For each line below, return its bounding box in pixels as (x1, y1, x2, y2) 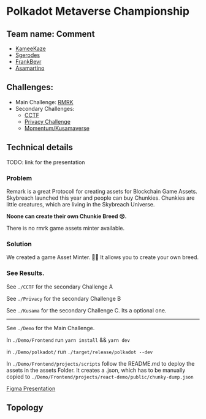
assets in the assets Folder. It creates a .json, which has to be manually (6, 366, 186, 374)
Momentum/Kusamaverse (24, 124, 90, 132)
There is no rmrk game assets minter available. (6, 224, 125, 232)
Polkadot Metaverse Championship (6, 4, 190, 18)
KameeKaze (15, 45, 46, 52)
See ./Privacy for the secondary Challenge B (6, 295, 121, 302)
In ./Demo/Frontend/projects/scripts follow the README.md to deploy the (6, 360, 195, 367)
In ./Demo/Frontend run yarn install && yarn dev (6, 336, 131, 344)
